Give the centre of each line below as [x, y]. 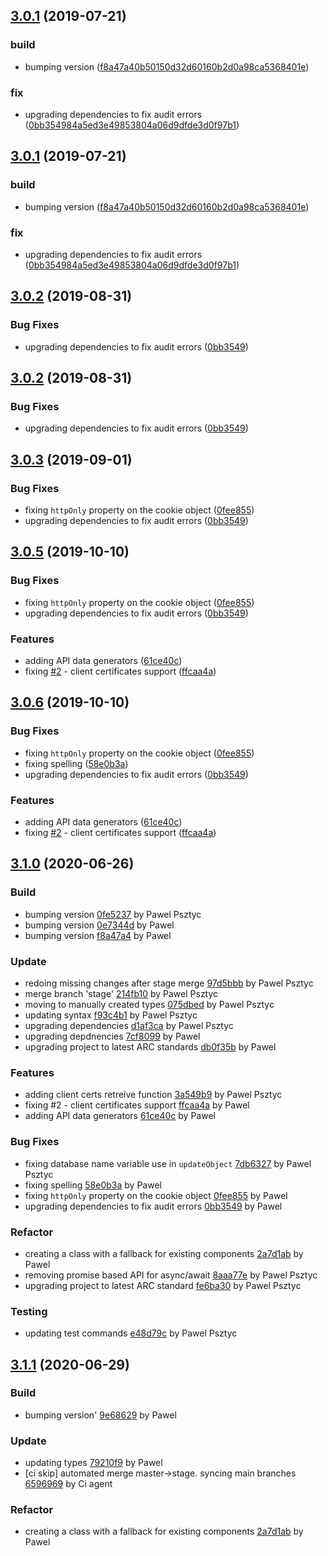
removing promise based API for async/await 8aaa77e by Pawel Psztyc [171, 1275]
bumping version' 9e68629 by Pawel [100, 1415]
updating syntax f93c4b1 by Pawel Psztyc [111, 1015]
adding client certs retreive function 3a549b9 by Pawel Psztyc [153, 1095]
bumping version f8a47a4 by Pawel [98, 935]
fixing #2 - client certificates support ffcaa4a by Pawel [137, 1105]
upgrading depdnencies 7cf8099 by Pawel [112, 1036]
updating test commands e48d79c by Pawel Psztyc [131, 1333]
